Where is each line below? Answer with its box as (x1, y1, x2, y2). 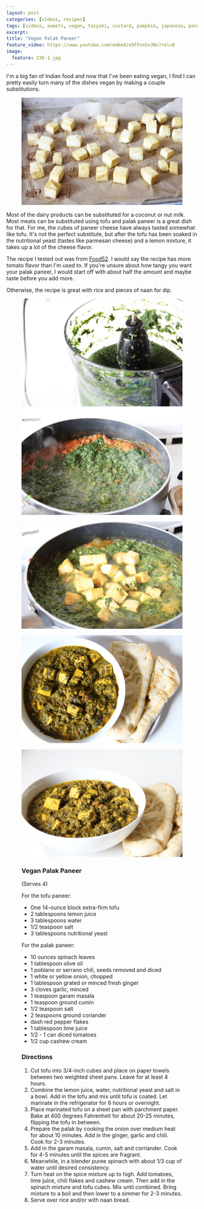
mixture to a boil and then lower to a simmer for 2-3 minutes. (30, 1189, 182, 1197)
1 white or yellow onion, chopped (30, 973, 114, 980)
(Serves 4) (21, 881, 48, 888)
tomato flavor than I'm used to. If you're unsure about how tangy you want (6, 262, 192, 269)
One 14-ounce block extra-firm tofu (30, 904, 120, 911)
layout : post (6, 10, 39, 16)
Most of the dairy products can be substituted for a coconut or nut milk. (6, 211, 186, 219)
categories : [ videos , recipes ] (6, 16, 86, 23)
